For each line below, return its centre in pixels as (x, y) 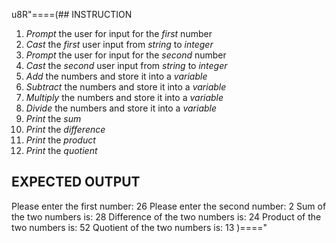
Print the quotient (61, 150)
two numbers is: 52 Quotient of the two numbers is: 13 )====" (139, 227)
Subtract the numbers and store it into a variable (126, 87)
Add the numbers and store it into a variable (116, 76)
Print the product (60, 140)
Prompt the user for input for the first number (119, 33)
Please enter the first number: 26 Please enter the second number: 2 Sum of (169, 206)
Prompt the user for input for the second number (126, 55)
